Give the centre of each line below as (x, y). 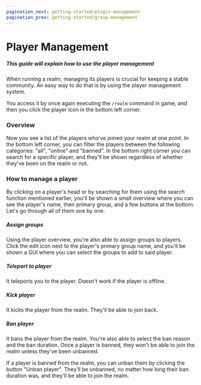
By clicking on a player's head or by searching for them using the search (96, 192)
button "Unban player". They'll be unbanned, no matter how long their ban (98, 369)
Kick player (21, 295)
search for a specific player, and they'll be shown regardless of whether (95, 157)
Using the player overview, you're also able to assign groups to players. (94, 240)
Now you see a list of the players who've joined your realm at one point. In (98, 137)
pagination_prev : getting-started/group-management (72, 17)
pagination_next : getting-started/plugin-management (73, 12)
